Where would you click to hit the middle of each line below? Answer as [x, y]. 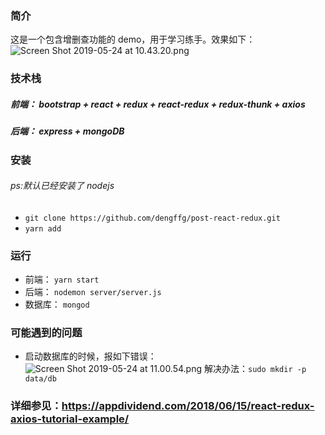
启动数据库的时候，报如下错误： [90, 356]
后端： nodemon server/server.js [93, 292]
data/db [40, 379]
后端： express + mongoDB [67, 131]
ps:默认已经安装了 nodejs [62, 186]
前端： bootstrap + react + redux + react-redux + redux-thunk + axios [158, 104]
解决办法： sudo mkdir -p [255, 369]
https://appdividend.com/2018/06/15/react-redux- [188, 406]
